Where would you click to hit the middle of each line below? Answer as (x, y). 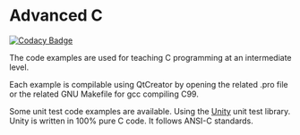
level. (19, 67)
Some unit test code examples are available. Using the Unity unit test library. (150, 111)
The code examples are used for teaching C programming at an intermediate (150, 57)
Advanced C (56, 16)
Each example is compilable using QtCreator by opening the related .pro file (149, 84)
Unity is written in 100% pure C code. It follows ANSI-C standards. (131, 121)
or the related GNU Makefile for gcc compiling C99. (104, 94)
